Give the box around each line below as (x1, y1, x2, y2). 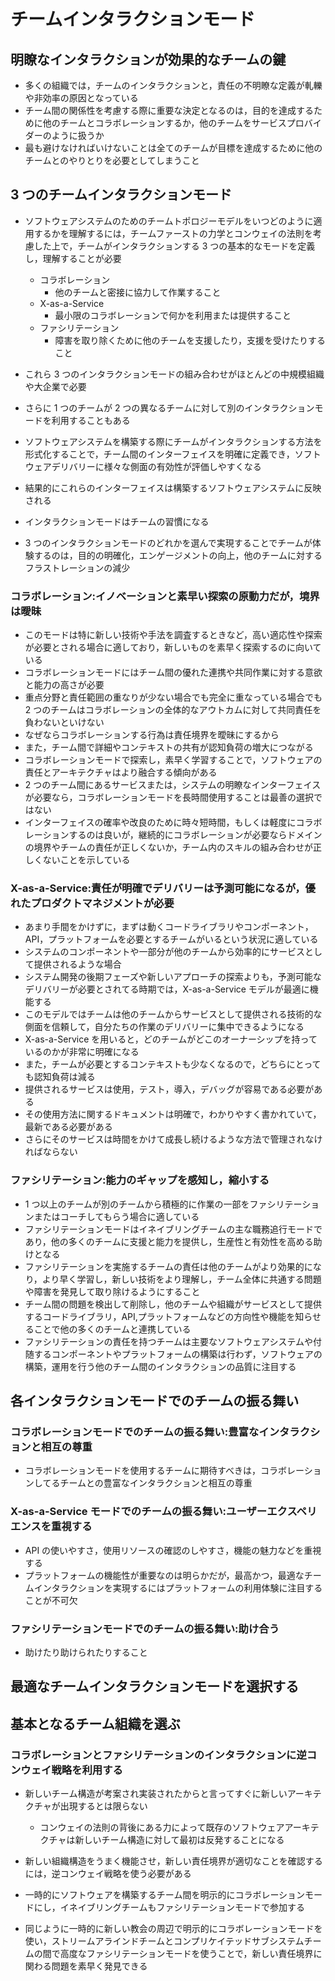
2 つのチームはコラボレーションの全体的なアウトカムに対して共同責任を (24, 704, 322, 716)
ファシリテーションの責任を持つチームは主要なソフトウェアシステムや (24, 1335, 314, 1347)
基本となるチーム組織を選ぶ (10, 1715, 181, 1732)
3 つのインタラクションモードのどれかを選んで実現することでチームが (24, 536, 313, 549)
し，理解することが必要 (24, 252, 122, 264)
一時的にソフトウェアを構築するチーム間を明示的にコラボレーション (24, 1889, 306, 1901)
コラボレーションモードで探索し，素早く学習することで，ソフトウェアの (24, 754, 323, 766)
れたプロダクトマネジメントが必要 (10, 896, 175, 910)
